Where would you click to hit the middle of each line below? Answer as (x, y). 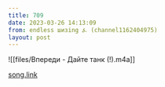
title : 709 (26, 15)
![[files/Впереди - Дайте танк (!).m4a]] (72, 60)
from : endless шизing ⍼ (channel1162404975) (83, 30)
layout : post (29, 37)
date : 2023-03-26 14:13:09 (52, 23)
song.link (23, 74)
